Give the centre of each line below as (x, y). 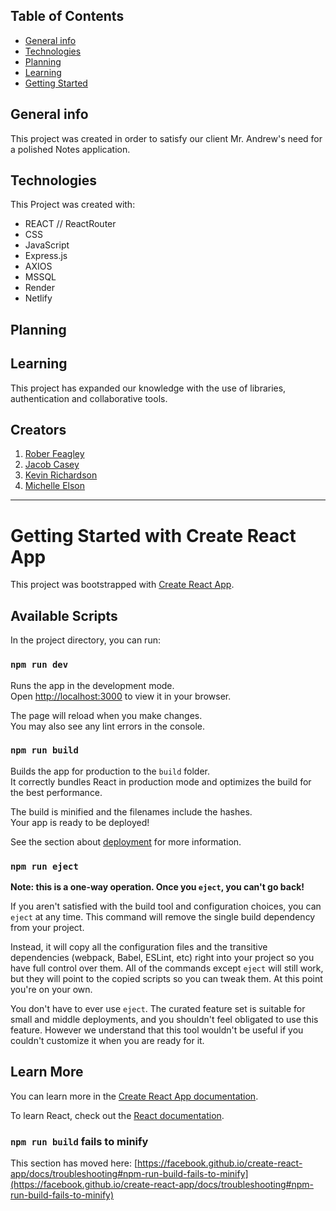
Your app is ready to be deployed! (80, 822)
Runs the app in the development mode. (92, 685)
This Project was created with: (73, 205)
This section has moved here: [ (74, 1163)
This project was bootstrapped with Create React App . (122, 585)
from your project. (47, 928)
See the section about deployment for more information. (126, 841)
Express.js (46, 256)
